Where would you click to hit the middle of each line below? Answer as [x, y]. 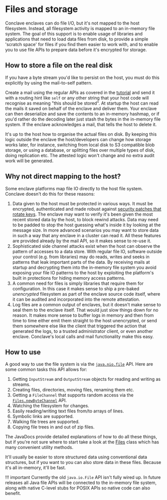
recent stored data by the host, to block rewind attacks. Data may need [85, 219]
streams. [21, 384]
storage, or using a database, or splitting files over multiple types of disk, [80, 150]
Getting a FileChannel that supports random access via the [73, 395]
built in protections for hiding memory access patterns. [69, 278]
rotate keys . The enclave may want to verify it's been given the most [83, 214]
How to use [23, 352]
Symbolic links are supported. [43, 416]
